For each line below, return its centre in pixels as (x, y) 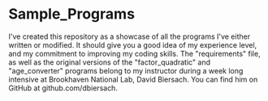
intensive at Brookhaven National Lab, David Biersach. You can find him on (133, 79)
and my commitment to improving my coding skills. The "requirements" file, (135, 53)
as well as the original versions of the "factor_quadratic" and (110, 62)
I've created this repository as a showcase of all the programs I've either (129, 36)
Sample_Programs (72, 14)
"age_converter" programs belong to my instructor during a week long (126, 70)
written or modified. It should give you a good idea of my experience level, (133, 44)
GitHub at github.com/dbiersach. (63, 88)
